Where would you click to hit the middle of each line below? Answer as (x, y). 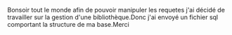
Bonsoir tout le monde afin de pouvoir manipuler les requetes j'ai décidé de (116, 10)
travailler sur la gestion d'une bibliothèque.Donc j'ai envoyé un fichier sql (113, 17)
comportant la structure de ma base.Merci (69, 24)
